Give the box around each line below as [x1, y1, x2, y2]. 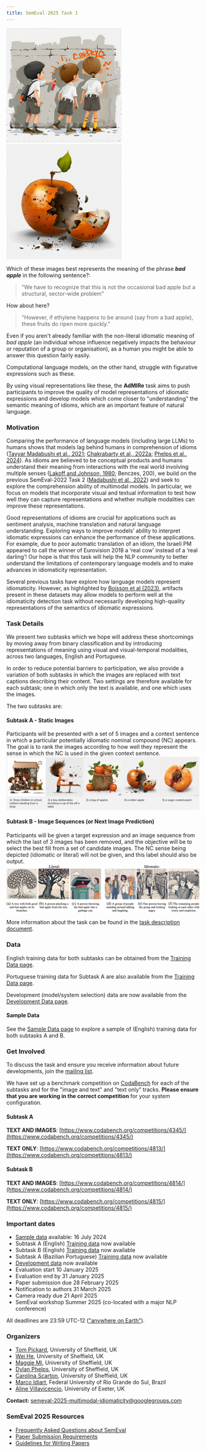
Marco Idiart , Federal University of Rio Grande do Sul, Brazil [15, 1379, 167, 1386]
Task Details [6, 619, 44, 628]
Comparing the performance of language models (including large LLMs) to [6, 437, 194, 444]
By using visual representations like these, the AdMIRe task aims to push [6, 382, 190, 389]
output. [6, 857, 25, 865]
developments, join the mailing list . [6, 1068, 94, 1075]
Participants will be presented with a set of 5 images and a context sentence [6, 730, 199, 738]
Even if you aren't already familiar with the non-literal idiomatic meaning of [6, 332, 195, 340]
